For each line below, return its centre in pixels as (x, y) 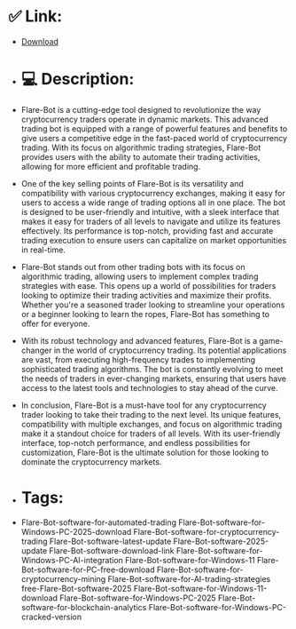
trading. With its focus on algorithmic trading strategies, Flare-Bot (141, 147)
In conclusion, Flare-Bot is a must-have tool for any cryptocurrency (144, 405)
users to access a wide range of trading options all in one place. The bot (153, 203)
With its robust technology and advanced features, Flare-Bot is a (139, 340)
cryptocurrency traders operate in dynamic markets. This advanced (145, 119)
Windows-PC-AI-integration (72, 560)
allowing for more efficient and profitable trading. (111, 166)
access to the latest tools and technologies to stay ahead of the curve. (149, 387)
